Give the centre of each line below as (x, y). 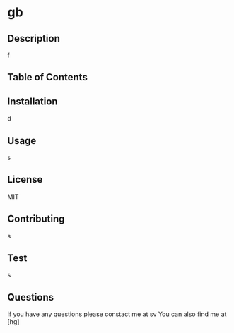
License (25, 180)
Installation (33, 101)
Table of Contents (48, 77)
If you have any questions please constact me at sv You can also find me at (117, 314)
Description (34, 38)
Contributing (36, 219)
